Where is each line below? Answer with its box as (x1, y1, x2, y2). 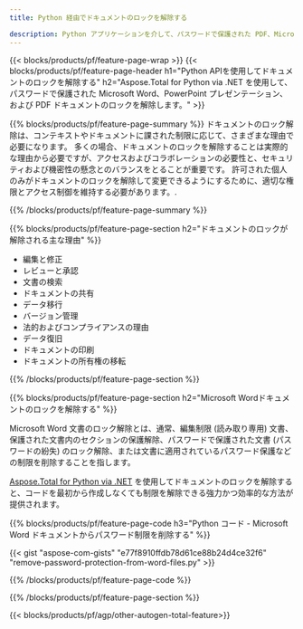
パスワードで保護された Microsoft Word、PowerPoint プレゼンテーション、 (9, 88, 288, 99)
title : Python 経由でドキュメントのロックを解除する (9, 13, 188, 23)
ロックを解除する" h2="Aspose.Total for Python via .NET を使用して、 (33, 76, 293, 87)
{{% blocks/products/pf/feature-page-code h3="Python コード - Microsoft (9, 518, 289, 529)
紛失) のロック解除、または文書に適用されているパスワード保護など (40, 445, 292, 456)
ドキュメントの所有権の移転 (22, 355, 127, 367)
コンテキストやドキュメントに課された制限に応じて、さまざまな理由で (33, 129, 294, 140)
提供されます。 (9, 499, 65, 510)
